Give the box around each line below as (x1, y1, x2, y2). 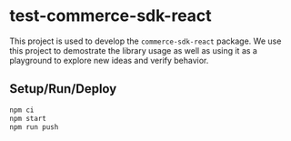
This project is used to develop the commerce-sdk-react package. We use (9, 35, 282, 46)
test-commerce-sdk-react (9, 5, 212, 26)
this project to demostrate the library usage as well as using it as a (9, 45, 257, 55)
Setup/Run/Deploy (9, 81, 117, 96)
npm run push (9, 122, 59, 132)
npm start (9, 114, 47, 123)
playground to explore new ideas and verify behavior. (9, 55, 209, 65)
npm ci (9, 106, 35, 115)
